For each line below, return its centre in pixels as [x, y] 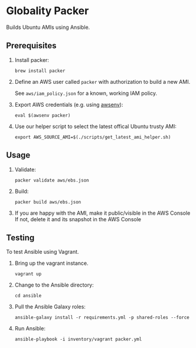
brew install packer [40, 71]
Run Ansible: [30, 329]
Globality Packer [48, 11]
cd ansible [28, 296]
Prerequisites [31, 46]
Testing [20, 237]
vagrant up [28, 274]
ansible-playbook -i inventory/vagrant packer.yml [78, 339]
